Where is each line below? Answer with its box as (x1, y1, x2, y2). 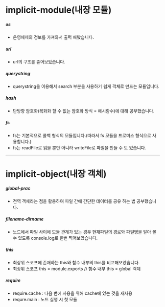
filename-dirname (5, 216, 44, 222)
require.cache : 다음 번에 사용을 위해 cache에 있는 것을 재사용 (12, 290, 133, 296)
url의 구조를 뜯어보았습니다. (12, 59, 66, 65)
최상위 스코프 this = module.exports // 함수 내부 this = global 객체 (12, 266, 141, 272)
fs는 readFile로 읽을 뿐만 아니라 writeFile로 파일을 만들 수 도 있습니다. (12, 145, 146, 151)
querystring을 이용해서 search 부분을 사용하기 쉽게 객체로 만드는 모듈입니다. (12, 84, 160, 89)
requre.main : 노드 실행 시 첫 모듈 (12, 297, 77, 303)
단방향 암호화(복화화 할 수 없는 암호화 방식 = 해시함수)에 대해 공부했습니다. (12, 108, 155, 114)
